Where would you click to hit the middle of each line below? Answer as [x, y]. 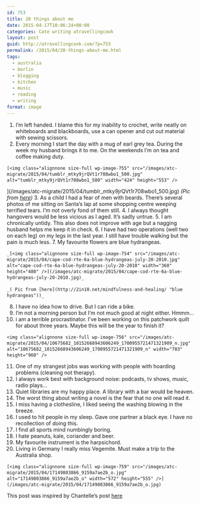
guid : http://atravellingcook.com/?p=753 [59, 44]
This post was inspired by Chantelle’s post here [65, 495]
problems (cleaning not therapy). [56, 372]
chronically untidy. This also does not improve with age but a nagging [92, 223]
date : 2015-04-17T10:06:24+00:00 [48, 25]
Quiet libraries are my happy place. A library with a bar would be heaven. [104, 392]
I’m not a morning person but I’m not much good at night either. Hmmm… [104, 313]
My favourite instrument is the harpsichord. [68, 442]
